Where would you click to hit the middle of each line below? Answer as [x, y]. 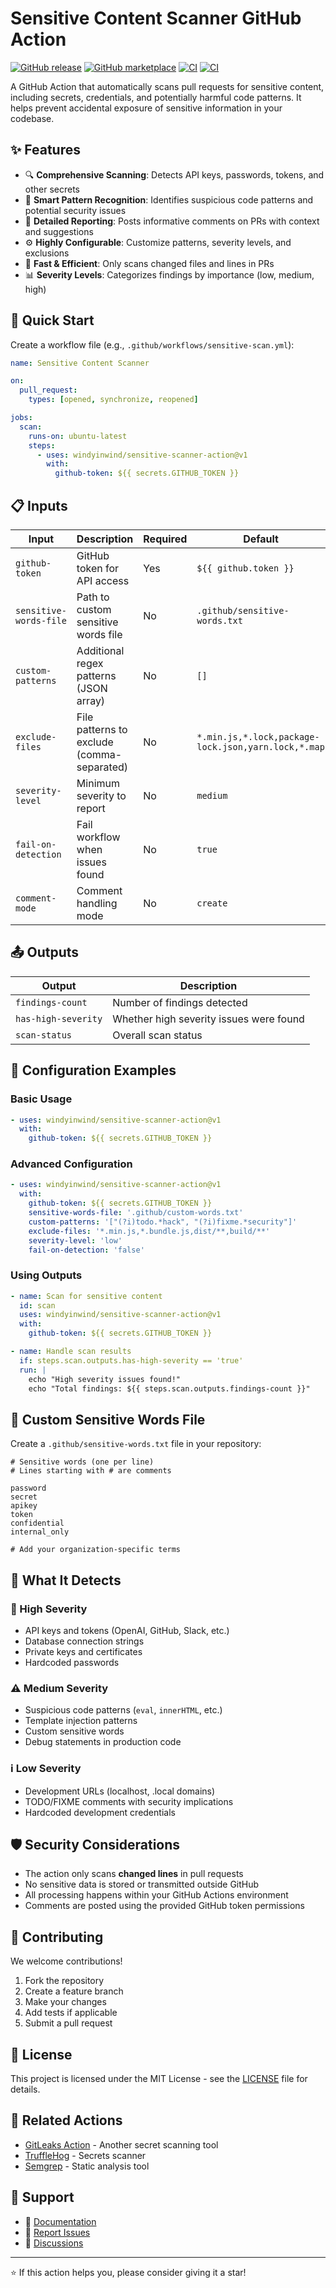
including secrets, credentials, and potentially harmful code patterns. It [156, 97]
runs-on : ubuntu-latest [78, 436]
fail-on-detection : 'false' [86, 1250]
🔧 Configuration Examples [93, 1070]
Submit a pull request [68, 2023]
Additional [100, 650]
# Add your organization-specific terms [96, 1550]
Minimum [98, 783]
